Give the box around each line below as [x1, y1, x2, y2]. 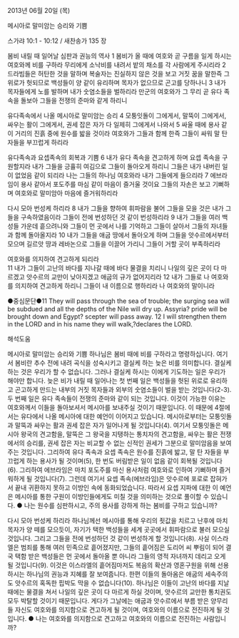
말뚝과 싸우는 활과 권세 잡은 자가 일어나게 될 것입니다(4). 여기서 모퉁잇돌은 [14, 421, 221, 429]
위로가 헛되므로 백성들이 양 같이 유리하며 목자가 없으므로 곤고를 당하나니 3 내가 [7, 78, 226, 87]
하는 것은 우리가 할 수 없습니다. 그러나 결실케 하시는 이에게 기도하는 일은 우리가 [7, 368, 226, 376]
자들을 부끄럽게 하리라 [7, 138, 69, 146]
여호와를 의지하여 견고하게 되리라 [7, 255, 100, 263]
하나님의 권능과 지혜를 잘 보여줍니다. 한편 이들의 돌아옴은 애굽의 [26, 570, 203, 578]
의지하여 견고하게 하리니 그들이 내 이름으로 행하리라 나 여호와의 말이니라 [14, 282, 215, 290]
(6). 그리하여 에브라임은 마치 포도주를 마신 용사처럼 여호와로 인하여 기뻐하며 [7, 465, 218, 474]
